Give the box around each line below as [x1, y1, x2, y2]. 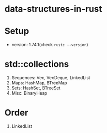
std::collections [4, 59, 69, 70]
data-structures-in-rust [4, 3, 102, 15]
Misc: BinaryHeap [11, 90, 47, 96]
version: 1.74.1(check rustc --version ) [11, 42, 88, 48]
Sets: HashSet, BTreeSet [11, 85, 61, 91]
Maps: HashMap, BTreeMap [11, 80, 67, 86]
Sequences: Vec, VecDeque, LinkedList [11, 75, 91, 81]
